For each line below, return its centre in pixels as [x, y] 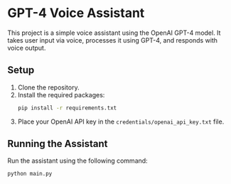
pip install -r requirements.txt [67, 108]
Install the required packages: [61, 94]
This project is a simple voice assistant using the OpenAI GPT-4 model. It [114, 33]
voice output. [27, 48]
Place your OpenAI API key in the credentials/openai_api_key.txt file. [121, 121]
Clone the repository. [48, 87]
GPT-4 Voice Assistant [76, 13]
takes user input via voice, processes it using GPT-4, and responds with [113, 40]
